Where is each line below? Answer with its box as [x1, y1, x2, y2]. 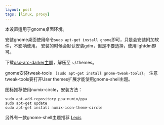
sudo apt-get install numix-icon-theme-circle [5, 105, 103, 110]
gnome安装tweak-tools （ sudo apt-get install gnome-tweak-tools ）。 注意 [5, 70, 158, 76]
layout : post [5, 7, 32, 12]
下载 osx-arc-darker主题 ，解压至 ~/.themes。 [5, 59, 97, 65]
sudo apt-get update [5, 101, 48, 106]
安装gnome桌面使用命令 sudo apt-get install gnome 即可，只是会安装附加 [5, 37, 155, 42]
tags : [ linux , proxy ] [5, 12, 50, 17]
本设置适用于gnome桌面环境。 [5, 26, 67, 32]
